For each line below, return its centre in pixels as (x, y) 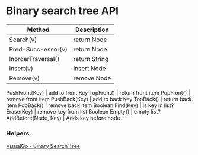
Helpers (18, 133)
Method (38, 30)
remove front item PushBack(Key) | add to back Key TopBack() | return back (99, 99)
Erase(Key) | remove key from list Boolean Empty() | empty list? (84, 111)
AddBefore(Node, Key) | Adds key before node (63, 118)
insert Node (90, 68)
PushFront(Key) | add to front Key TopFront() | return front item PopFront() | (98, 92)
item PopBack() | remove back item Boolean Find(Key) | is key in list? (90, 105)
